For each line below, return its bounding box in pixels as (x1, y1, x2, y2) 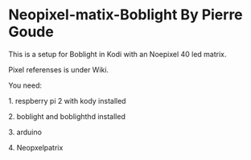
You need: (8, 80, 43, 90)
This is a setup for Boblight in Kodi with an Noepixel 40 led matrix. (8, 49, 227, 59)
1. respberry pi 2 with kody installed (8, 96, 126, 105)
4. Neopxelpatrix (8, 142, 64, 152)
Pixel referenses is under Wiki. (8, 64, 109, 74)
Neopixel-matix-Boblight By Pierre (8, 6, 243, 24)
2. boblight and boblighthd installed (8, 111, 126, 121)
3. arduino (8, 127, 43, 137)
